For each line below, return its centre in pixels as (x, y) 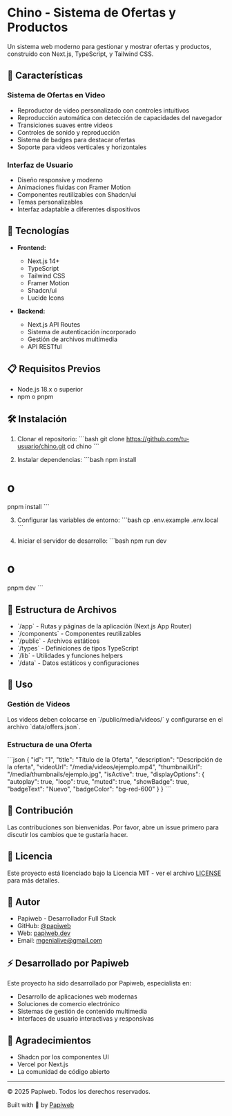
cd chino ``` (83, 446)
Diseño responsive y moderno (60, 180)
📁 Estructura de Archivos (62, 609)
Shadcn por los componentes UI (63, 1057)
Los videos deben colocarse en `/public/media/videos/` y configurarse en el (115, 719)
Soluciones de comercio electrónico (68, 1004)
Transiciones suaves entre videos (65, 125)
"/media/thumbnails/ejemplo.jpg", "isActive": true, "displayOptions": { (106, 774)
